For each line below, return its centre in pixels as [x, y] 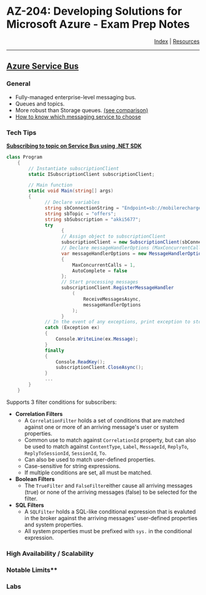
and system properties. [54, 525]
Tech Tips [21, 132]
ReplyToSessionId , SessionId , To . [65, 453]
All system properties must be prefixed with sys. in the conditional [108, 531]
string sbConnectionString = [82, 208]
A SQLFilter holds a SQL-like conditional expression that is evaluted [110, 511]
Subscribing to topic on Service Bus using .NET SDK [74, 146]
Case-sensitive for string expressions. [72, 466]
